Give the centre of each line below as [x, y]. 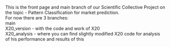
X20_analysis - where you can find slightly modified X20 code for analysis [83, 34]
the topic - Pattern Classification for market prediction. [62, 12]
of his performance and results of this [45, 39]
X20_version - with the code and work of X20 [53, 28]
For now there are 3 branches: [37, 18]
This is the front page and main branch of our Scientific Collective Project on [85, 7]
